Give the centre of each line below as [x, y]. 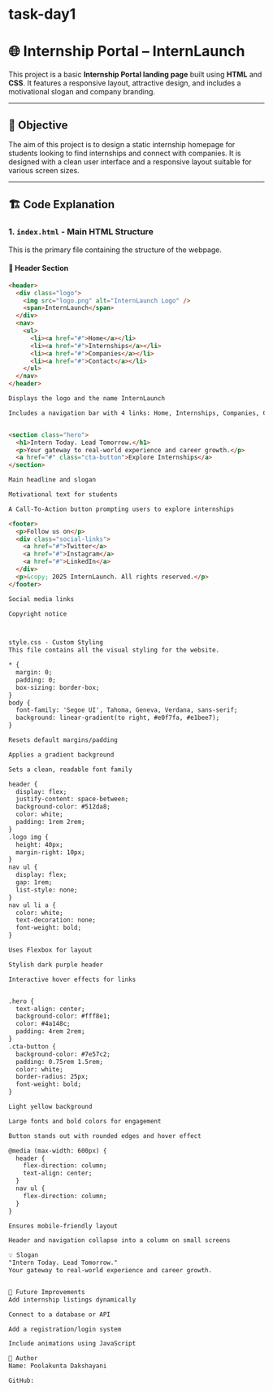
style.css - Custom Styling [56, 643]
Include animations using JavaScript [72, 1344]
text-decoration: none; [56, 920]
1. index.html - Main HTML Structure [81, 232]
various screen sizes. [44, 170]
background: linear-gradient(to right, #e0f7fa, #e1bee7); [118, 718]
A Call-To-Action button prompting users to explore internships [121, 509]
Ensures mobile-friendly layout [63, 1226]
